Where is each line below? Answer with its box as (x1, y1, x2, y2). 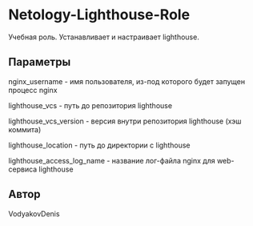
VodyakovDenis (8, 208, 60, 218)
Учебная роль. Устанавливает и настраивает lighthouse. (8, 32, 200, 42)
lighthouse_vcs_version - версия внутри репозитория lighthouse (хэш (8, 116, 242, 126)
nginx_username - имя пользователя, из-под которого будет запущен (8, 76, 246, 86)
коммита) (8, 124, 42, 134)
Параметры (8, 55, 71, 69)
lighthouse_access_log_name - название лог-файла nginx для (8, 155, 215, 165)
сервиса (8, 164, 38, 174)
